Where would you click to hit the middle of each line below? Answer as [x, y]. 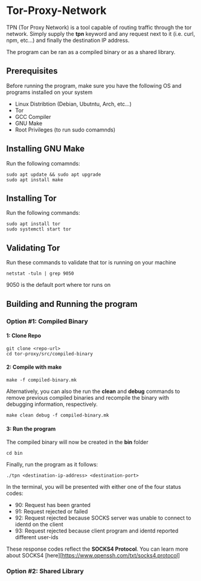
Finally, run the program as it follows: [52, 465]
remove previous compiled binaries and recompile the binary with [88, 397]
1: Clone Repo [24, 336]
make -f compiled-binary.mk [42, 380]
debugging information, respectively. [52, 404]
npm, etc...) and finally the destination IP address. [68, 40]
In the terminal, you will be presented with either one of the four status [94, 487]
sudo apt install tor [33, 224]
